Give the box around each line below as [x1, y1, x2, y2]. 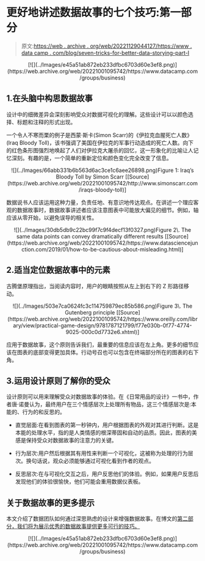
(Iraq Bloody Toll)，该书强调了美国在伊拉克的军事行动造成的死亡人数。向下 [6, 139, 194, 146]
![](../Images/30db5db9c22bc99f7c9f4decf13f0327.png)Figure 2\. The [13, 226, 192, 233]
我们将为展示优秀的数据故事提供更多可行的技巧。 [16, 522, 140, 530]
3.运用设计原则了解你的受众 [6, 376, 111, 386]
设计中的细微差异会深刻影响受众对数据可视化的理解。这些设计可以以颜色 [6, 111, 188, 118]
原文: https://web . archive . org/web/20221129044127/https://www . [21, 42, 192, 50]
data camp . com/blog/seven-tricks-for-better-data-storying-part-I [21, 49, 190, 56]
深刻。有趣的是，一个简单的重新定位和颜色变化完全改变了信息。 [11, 154, 172, 162]
